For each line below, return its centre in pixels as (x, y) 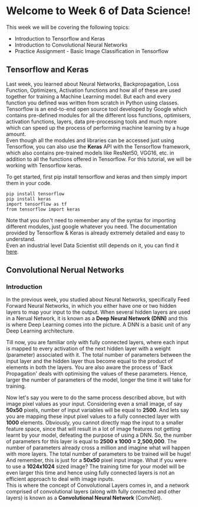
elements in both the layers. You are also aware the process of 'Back (89, 367)
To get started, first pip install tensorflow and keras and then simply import (97, 177)
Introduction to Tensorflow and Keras (60, 38)
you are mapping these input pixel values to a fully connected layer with (93, 416)
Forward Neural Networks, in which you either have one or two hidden (91, 306)
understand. (21, 239)
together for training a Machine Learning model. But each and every (88, 96)
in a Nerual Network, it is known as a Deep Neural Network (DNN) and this (97, 318)
